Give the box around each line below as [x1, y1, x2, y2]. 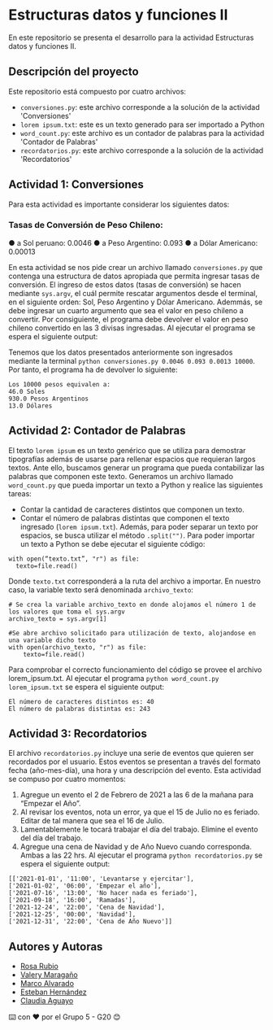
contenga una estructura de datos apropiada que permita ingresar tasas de [8, 271, 260, 281]
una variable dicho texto [8, 636, 96, 644]
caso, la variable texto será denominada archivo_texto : [8, 584, 193, 595]
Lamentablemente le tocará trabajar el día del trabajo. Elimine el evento [19, 824, 258, 835]
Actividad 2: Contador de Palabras [8, 424, 186, 438]
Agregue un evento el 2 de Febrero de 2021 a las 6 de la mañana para [19, 790, 254, 800]
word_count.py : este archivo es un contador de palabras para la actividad [19, 128, 265, 137]
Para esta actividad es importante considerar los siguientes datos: [8, 199, 230, 209]
